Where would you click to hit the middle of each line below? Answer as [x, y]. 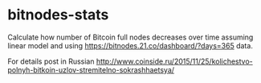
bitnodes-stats [58, 15]
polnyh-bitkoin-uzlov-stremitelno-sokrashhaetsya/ [91, 69]
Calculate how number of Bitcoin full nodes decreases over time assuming [130, 37]
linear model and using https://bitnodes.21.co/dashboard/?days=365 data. [130, 45]
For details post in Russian [51, 61]
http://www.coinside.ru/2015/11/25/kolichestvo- [175, 61]
